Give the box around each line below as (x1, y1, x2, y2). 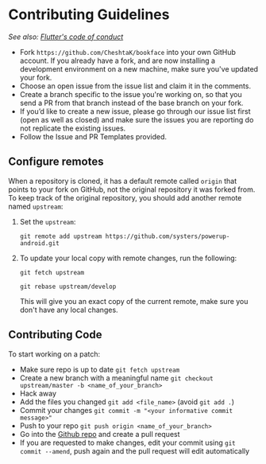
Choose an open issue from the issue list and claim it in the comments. (19, 81, 252, 91)
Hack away (19, 388, 57, 398)
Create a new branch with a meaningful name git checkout (19, 372, 214, 383)
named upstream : (8, 201, 64, 211)
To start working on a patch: (8, 349, 101, 359)
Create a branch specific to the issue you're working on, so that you (19, 89, 242, 99)
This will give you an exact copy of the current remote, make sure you (19, 296, 249, 306)
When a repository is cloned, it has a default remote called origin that (8, 176, 237, 185)
